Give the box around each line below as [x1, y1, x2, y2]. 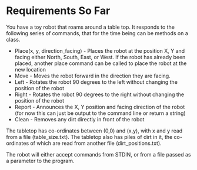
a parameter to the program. [6, 157, 75, 164]
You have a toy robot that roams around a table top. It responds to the [6, 23, 175, 30]
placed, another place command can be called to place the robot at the [14, 60, 187, 67]
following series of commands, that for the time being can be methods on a [6, 29, 188, 36]
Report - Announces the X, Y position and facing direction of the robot [14, 103, 185, 110]
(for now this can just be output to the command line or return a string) [14, 110, 186, 117]
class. [6, 36, 21, 43]
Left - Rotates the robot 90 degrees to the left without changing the [14, 78, 178, 86]
